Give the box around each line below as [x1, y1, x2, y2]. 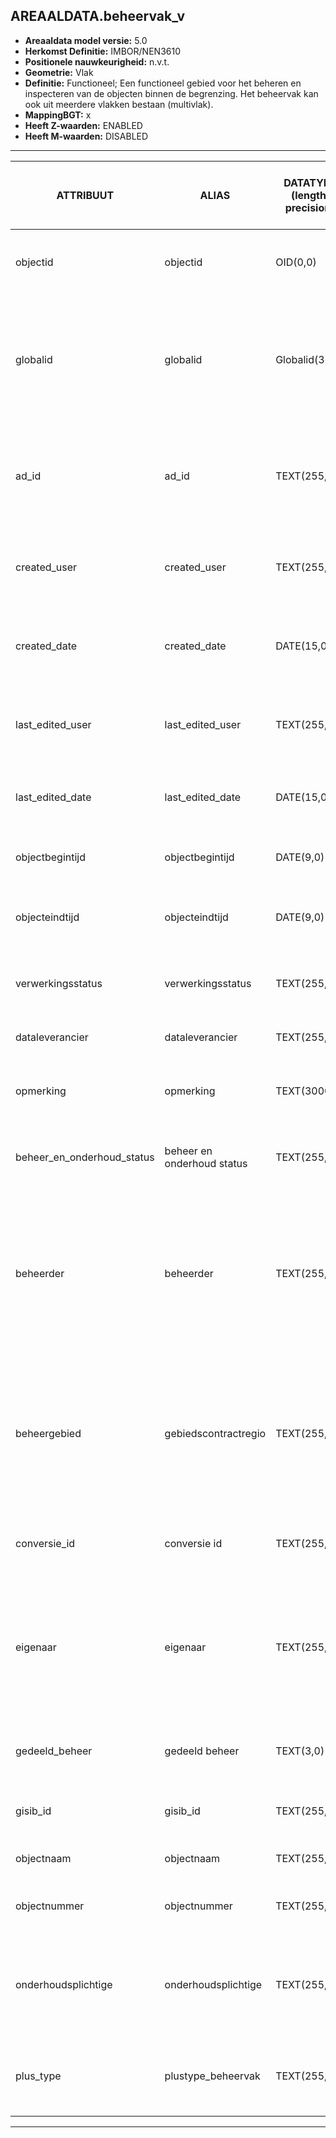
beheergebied [15, 1426, 82, 1440]
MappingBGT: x [24, 109, 92, 121]
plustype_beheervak [164, 2069, 261, 2083]
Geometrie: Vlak [24, 66, 94, 78]
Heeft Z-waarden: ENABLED [24, 119, 143, 131]
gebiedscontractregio [164, 1426, 267, 1440]
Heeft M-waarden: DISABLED [24, 130, 149, 142]
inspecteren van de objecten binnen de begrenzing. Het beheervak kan [24, 87, 319, 99]
